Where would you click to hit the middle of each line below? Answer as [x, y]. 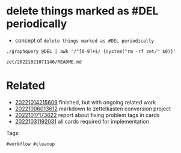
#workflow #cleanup [31, 144]
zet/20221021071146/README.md [44, 62]
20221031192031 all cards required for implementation [82, 121]
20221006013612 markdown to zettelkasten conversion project [93, 109]
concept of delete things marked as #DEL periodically [84, 40]
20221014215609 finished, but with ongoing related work [85, 102]
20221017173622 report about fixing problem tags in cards [87, 115]
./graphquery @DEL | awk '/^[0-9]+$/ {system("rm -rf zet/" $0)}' [91, 51]
